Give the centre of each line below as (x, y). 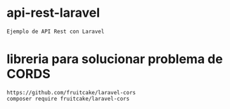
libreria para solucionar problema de (115, 59)
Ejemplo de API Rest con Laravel (56, 31)
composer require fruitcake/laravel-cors (68, 99)
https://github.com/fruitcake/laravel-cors (71, 92)
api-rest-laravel (53, 13)
